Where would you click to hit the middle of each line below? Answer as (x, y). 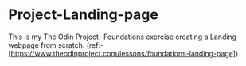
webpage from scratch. (47, 45)
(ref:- (95, 45)
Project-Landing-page (84, 15)
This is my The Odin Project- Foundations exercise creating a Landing (123, 37)
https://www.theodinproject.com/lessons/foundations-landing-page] (123, 53)
